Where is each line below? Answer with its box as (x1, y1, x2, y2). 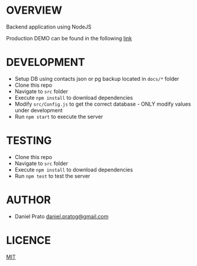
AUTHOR (6, 194, 51, 207)
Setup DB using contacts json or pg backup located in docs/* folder (14, 75, 179, 82)
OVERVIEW (6, 4, 63, 17)
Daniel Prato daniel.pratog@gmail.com (14, 213, 109, 220)
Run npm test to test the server (14, 172, 91, 179)
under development (14, 106, 63, 113)
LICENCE (6, 233, 51, 247)
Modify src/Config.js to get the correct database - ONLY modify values (14, 100, 191, 107)
